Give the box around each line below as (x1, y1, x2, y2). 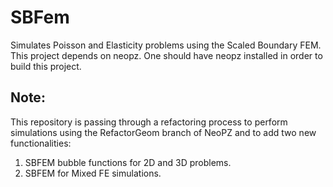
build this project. (10, 60, 82, 72)
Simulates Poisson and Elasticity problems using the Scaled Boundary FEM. (10, 39, 322, 51)
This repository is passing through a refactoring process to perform (10, 116, 288, 128)
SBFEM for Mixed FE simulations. (24, 167, 162, 179)
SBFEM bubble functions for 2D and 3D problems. (24, 156, 232, 168)
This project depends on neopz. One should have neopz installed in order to (10, 49, 323, 61)
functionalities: (10, 137, 72, 149)
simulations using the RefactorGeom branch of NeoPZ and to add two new (10, 126, 317, 138)
